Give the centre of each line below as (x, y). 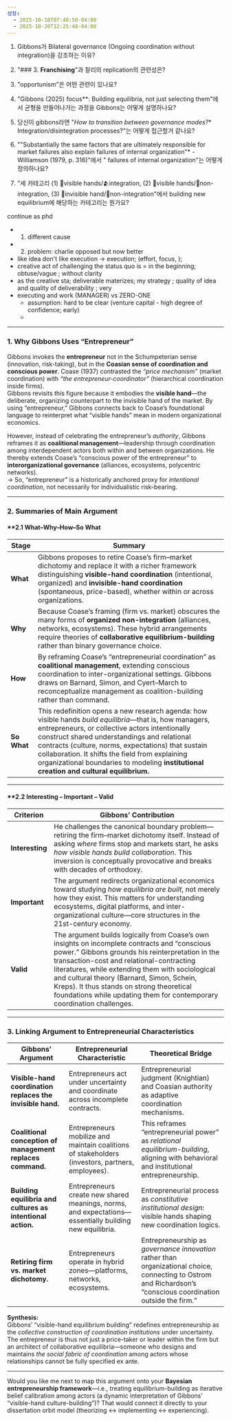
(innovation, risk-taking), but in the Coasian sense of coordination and (108, 364)
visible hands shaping (176, 1216)
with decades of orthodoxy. (98, 869)
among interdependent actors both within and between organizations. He (111, 450)
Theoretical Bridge (181, 1054)
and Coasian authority (177, 1087)
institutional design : (173, 1208)
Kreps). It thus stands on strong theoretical (123, 986)
